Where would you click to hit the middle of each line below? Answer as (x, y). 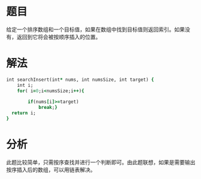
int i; (25, 85)
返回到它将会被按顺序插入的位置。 (58, 37)
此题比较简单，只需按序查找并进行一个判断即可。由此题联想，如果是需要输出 (101, 162)
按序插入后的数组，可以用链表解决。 (51, 169)
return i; (24, 113)
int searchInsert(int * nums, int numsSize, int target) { (80, 80)
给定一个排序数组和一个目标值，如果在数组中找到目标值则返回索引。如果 (95, 29)
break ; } (48, 108)
